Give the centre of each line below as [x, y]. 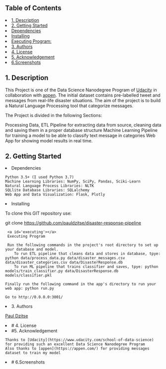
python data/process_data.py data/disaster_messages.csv [65, 258]
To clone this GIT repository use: [38, 213]
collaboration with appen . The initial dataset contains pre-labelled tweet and [83, 95]
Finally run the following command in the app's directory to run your [81, 284]
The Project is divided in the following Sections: [54, 115]
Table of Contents [33, 8]
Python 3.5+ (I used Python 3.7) [40, 177]
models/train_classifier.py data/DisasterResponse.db [62, 271]
